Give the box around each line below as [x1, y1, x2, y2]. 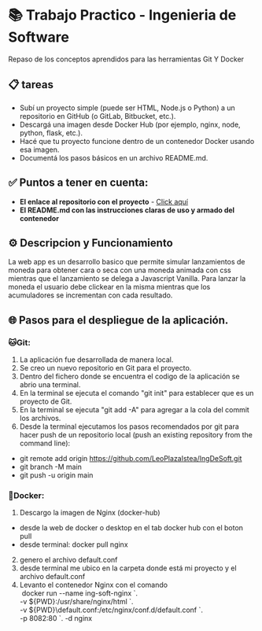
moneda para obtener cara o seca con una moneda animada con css [8, 265, 232, 275]
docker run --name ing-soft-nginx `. [21, 589, 138, 598]
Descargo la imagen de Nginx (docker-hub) [19, 508, 161, 518]
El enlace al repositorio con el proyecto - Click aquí [19, 197, 189, 206]
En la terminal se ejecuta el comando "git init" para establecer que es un [19, 389, 254, 398]
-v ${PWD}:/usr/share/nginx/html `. [19, 597, 134, 607]
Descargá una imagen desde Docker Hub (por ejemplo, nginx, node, [19, 120, 242, 129]
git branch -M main [19, 462, 83, 472]
